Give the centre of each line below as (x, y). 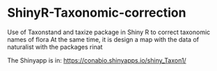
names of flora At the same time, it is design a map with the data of (103, 39)
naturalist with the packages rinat (55, 47)
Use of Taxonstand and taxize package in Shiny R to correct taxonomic (109, 32)
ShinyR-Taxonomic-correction (97, 13)
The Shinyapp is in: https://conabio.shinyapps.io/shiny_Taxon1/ (97, 60)
